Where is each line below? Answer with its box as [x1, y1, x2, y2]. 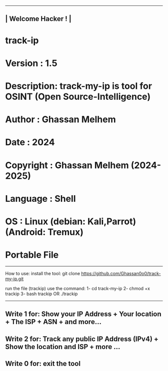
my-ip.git [5, 276, 24, 282]
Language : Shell [5, 193, 76, 204]
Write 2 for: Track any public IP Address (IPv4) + [5, 335, 159, 343]
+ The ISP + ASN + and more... [5, 318, 101, 326]
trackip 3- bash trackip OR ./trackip [5, 291, 78, 297]
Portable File [5, 249, 59, 261]
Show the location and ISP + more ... [5, 343, 120, 351]
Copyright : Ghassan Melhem [5, 159, 129, 171]
